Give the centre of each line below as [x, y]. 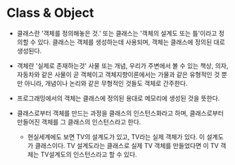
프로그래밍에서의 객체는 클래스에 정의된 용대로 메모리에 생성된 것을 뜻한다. [118, 98]
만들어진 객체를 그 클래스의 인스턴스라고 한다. [79, 121]
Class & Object [50, 13]
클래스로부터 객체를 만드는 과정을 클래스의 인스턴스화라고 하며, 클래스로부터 [120, 113]
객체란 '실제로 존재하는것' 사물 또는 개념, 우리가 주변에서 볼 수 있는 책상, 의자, [122, 65]
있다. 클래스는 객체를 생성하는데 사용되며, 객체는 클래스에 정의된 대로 [132, 42]
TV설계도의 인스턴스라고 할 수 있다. [89, 154]
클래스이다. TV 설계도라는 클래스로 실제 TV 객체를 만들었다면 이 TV [127, 145]
